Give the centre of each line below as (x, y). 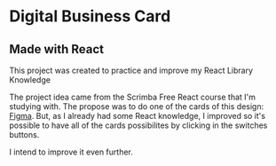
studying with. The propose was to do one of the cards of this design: (137, 107)
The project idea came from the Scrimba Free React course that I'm (132, 97)
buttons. (24, 134)
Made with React (57, 49)
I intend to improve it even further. (71, 152)
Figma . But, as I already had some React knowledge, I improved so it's (138, 116)
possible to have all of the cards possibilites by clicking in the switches (138, 125)
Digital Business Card (90, 16)
